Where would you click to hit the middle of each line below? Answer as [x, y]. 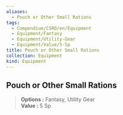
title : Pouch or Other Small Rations [53, 50]
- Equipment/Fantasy [37, 34]
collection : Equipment [34, 56]
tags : [13, 23]
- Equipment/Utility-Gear [44, 39]
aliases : [17, 12]
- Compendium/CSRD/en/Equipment [52, 28]
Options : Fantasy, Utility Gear [58, 100]
